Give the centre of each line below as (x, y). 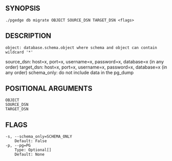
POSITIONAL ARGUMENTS (49, 89)
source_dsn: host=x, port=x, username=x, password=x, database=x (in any (85, 61)
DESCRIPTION (28, 36)
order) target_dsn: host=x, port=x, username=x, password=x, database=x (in (86, 67)
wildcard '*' (19, 52)
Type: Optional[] (33, 150)
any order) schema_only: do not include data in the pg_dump (70, 72)
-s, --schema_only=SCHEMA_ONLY (39, 137)
